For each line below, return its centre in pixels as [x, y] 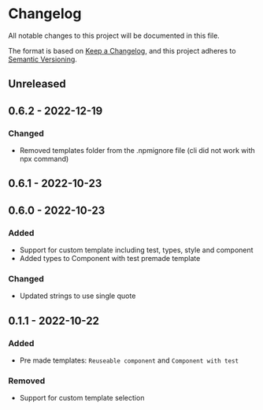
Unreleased [37, 84]
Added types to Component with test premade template [110, 259]
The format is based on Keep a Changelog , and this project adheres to [122, 50]
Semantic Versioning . [43, 59]
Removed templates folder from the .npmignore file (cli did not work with [137, 151]
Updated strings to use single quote [78, 296]
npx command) [44, 159]
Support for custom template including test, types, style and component [136, 250]
